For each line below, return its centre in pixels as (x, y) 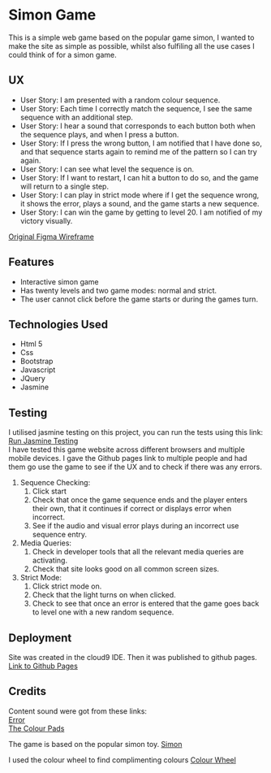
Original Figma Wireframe (52, 237)
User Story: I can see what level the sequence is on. (107, 169)
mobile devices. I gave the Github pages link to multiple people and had (128, 458)
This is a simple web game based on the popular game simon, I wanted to (131, 37)
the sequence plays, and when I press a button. (99, 134)
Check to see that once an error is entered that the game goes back (146, 604)
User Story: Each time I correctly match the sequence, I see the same (136, 108)
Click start (49, 491)
